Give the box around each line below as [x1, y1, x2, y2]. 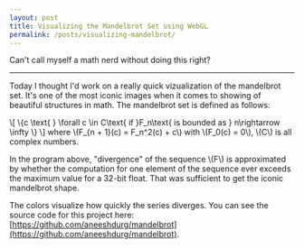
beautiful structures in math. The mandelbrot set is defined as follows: [9, 100, 271, 111]
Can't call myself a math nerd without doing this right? [9, 55, 211, 66]
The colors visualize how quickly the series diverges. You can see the [9, 200, 269, 211]
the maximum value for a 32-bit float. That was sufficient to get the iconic [9, 173, 284, 184]
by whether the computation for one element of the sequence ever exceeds [9, 163, 291, 174]
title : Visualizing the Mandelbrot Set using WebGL [9, 22, 208, 31]
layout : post [9, 13, 59, 23]
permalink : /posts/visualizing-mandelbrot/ [9, 30, 176, 39]
